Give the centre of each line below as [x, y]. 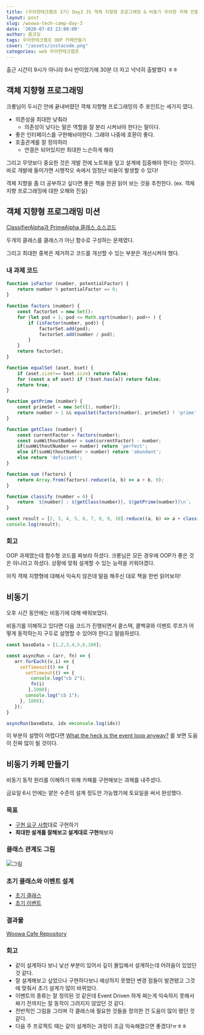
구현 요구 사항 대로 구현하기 [47, 825]
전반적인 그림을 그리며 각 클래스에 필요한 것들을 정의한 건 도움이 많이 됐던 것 [105, 1011]
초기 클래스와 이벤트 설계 [40, 881]
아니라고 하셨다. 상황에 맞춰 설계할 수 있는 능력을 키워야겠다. [84, 563]
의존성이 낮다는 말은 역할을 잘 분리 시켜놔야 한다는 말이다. [92, 127]
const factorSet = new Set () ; [56, 312]
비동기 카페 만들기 [38, 764]
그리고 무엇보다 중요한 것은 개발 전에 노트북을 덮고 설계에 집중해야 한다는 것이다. [101, 162]
